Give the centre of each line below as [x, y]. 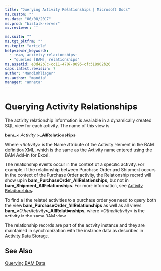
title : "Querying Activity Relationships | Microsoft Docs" [68, 10]
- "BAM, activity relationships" [44, 55]
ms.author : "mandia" [26, 78]
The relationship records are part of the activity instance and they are [75, 225]
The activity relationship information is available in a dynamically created [78, 120]
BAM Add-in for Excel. [27, 155]
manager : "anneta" [24, 82]
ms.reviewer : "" [22, 28]
